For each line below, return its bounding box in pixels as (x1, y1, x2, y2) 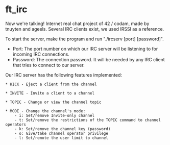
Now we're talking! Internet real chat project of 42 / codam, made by (5, 20, 150, 27)
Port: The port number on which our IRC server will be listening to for (12, 45, 158, 52)
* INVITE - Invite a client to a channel (5, 90, 95, 95)
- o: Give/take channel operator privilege (14, 131, 109, 136)
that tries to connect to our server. (12, 62, 85, 68)
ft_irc (5, 4, 28, 15)
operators (5, 122, 27, 127)
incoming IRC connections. (12, 51, 70, 57)
